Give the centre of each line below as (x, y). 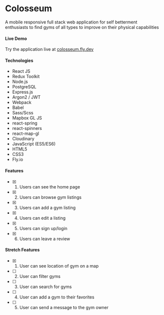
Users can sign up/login (43, 228)
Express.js (22, 92)
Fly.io (18, 160)
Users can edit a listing (42, 218)
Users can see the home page (50, 187)
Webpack (22, 103)
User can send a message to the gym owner (64, 307)
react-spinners (27, 128)
